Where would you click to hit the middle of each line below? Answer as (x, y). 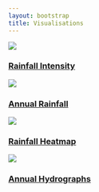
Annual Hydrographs (50, 179)
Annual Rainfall (38, 103)
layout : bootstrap (39, 16)
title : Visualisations (46, 23)
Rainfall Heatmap (42, 142)
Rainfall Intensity (42, 66)
